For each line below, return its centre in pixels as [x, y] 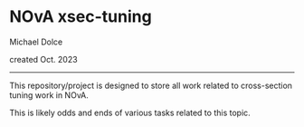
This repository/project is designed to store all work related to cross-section [151, 85]
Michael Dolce [36, 42]
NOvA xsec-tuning [81, 17]
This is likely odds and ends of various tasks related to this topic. [130, 112]
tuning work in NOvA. [49, 95]
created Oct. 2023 [44, 59]
